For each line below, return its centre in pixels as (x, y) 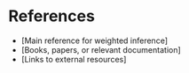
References (51, 16)
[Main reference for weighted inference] (94, 40)
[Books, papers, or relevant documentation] (101, 49)
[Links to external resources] (74, 59)
